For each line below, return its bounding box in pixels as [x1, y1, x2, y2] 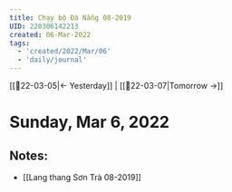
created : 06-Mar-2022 [9, 30, 92, 39]
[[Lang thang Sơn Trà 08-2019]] [22, 172, 142, 182]
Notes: [9, 148, 48, 163]
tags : [9, 38, 30, 48]
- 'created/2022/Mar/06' [17, 47, 111, 56]
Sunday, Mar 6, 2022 [9, 112, 170, 132]
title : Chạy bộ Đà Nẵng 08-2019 [9, 13, 131, 23]
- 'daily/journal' [17, 55, 88, 64]
